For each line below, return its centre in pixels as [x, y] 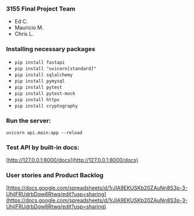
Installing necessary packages [51, 49]
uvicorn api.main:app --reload [44, 133]
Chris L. [24, 34]
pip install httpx [37, 100]
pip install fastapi [40, 62]
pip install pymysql [40, 81]
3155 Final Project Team [41, 9]
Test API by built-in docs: [43, 147]
